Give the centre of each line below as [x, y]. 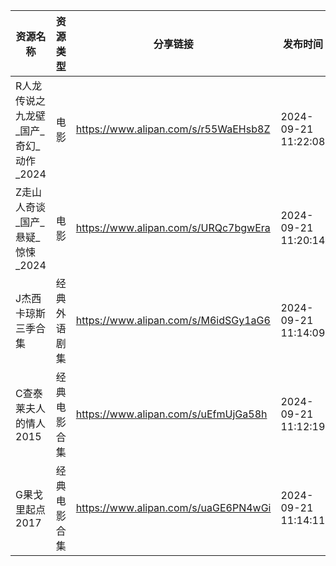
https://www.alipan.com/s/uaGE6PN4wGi [173, 507]
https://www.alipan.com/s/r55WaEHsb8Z [173, 129]
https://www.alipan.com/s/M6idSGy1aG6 [173, 320]
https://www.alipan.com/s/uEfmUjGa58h [171, 414]
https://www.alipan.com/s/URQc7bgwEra [173, 227]
